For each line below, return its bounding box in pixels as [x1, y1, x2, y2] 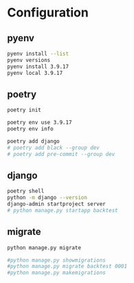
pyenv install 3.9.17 [7, 63, 69, 70]
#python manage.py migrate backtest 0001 [7, 263, 128, 270]
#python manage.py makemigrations [7, 269, 107, 276]
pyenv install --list [7, 50, 69, 57]
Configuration [7, 5, 89, 21]
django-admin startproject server [7, 201, 107, 207]
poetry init [7, 106, 41, 114]
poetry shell [7, 188, 45, 195]
